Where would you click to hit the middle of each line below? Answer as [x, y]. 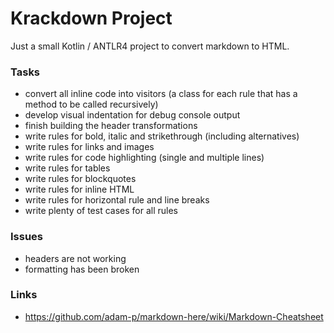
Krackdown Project [91, 18]
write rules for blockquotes [80, 179]
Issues [27, 237]
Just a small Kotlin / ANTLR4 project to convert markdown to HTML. [150, 46]
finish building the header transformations [111, 126]
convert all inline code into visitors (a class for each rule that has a [161, 94]
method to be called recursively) [91, 104]
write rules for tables [67, 168]
